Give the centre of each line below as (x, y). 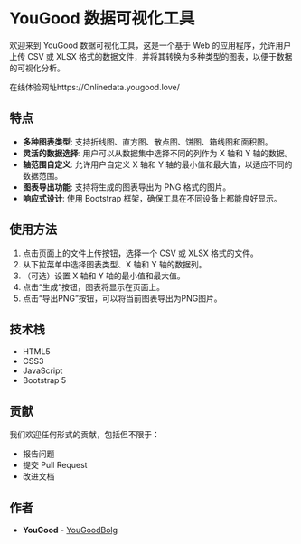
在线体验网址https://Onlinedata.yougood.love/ (95, 87)
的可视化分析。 (37, 68)
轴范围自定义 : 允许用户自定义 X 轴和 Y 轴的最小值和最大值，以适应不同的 (157, 164)
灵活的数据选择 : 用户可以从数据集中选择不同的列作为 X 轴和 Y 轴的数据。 (157, 153)
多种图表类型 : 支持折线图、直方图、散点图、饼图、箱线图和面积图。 (147, 142)
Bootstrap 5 (44, 380)
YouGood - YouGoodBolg (70, 530)
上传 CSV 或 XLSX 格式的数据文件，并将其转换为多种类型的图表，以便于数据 (151, 56)
